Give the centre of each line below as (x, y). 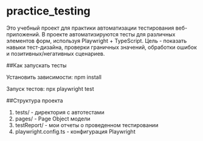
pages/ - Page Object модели (53, 119)
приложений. (23, 34)
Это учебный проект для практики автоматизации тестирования (90, 28)
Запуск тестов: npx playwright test (50, 88)
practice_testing (49, 11)
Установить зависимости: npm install (54, 77)
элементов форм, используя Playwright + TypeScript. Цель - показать (97, 41)
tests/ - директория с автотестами (60, 112)
